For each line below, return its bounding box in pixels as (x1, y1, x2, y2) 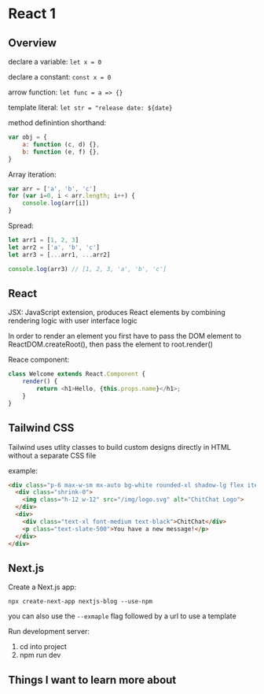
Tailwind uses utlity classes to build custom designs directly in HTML (8, 442, 232, 451)
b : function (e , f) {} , (22, 147, 101, 156)
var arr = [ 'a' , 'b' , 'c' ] (8, 184, 97, 193)
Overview (8, 36, 57, 50)
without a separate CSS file (8, 451, 97, 460)
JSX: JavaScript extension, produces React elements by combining (8, 308, 225, 317)
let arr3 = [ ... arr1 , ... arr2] (8, 251, 111, 258)
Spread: (8, 221, 34, 230)
